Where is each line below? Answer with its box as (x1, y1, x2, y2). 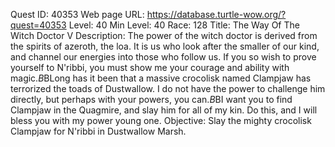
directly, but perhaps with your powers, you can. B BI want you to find (10, 94, 293, 105)
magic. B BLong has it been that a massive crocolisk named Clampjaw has (10, 72, 312, 84)
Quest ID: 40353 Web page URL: (10, 9, 145, 20)
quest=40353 (10, 19, 67, 31)
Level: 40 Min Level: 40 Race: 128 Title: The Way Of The (68, 19, 300, 31)
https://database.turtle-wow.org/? (146, 9, 287, 20)
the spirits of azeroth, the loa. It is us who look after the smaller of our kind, (10, 40, 320, 52)
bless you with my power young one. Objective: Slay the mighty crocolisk (10, 115, 312, 126)
